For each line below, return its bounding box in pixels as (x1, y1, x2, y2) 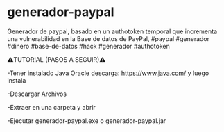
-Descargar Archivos (7, 90, 67, 98)
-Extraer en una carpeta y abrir (7, 103, 96, 111)
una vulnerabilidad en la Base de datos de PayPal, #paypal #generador (7, 34, 210, 42)
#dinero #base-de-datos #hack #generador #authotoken (7, 42, 170, 50)
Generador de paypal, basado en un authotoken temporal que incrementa (7, 27, 218, 35)
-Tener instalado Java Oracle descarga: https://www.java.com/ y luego (7, 69, 209, 77)
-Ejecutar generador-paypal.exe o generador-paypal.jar (7, 116, 166, 125)
